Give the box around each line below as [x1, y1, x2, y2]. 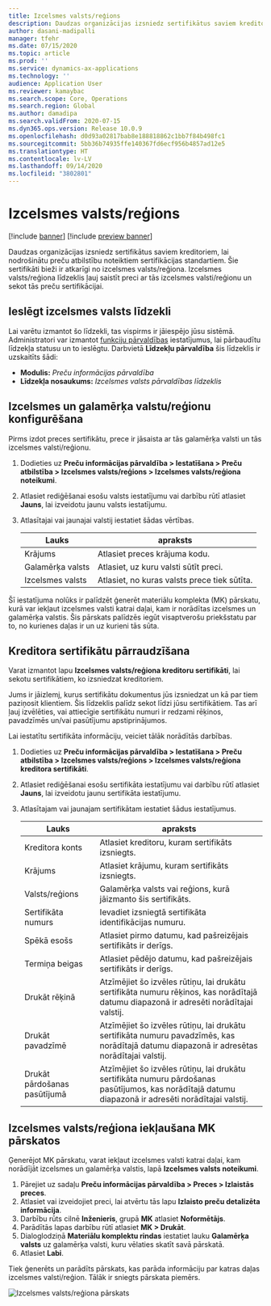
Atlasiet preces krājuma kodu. [98, 547, 211, 559]
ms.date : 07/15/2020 [8, 42, 78, 50]
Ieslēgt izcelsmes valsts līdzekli [8, 305, 172, 319]
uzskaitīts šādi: [8, 352, 59, 361]
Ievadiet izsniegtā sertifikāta [99, 907, 207, 918]
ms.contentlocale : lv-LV [8, 154, 92, 163]
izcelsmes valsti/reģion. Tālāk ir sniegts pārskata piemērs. [8, 1273, 201, 1283]
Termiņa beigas [23, 958, 83, 970]
